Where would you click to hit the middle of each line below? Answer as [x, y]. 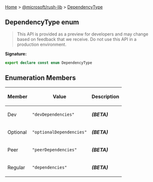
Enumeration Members [41, 78]
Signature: [16, 54]
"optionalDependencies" [60, 132]
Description [105, 96]
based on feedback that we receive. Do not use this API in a [77, 39]
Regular [16, 167]
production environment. [42, 44]
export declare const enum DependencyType [49, 63]
